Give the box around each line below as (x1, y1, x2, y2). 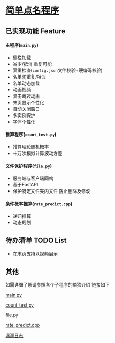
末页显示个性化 (12, 99, 44, 105)
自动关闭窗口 (12, 106, 40, 112)
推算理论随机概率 (12, 143, 49, 149)
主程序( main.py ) (5, 42, 38, 48)
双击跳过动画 (12, 93, 40, 99)
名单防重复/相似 (12, 73, 46, 80)
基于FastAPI (12, 182, 38, 188)
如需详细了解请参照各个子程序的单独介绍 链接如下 (5, 282, 110, 288)
